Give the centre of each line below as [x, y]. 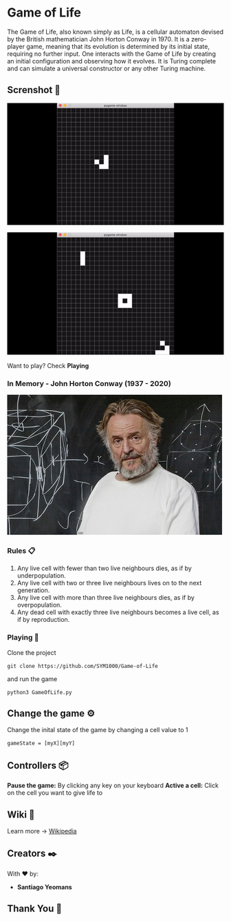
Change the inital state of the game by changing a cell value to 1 [98, 730]
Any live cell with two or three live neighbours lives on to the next [109, 583]
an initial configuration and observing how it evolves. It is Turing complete [112, 61]
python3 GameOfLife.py [40, 692]
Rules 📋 [21, 551]
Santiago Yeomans [44, 887]
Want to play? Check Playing [48, 365]
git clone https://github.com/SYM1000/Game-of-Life [82, 666]
